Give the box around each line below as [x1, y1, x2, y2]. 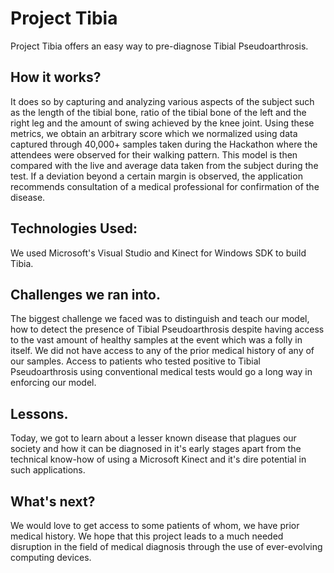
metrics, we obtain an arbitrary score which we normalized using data [10, 127, 298, 139]
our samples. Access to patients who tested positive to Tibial [10, 355, 261, 367]
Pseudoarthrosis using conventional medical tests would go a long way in [10, 366, 313, 378]
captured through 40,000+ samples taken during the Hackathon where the [10, 138, 318, 150]
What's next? [10, 493, 96, 510]
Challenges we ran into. [10, 286, 161, 303]
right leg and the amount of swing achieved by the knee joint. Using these [10, 117, 315, 129]
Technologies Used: [10, 220, 138, 237]
